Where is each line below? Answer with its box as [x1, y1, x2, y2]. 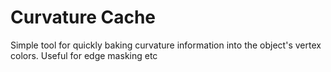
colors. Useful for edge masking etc [10, 49, 158, 61]
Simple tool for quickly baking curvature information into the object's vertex [10, 39, 322, 51]
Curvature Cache [10, 6, 157, 29]
